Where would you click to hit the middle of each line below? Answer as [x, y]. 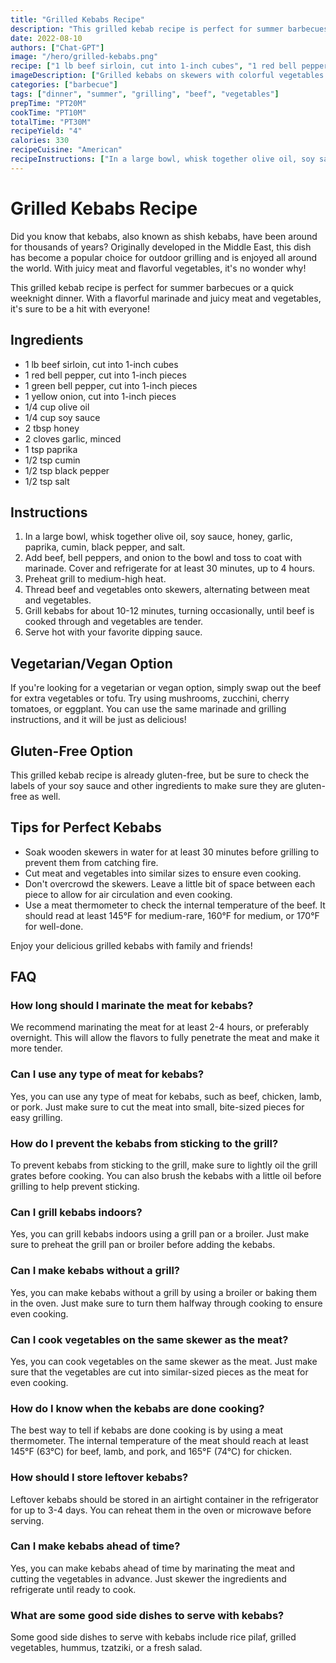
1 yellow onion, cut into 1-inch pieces [100, 396]
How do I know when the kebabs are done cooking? [137, 1408]
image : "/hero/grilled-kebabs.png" [84, 57]
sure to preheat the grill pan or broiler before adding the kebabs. [143, 1245]
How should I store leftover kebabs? [99, 1478]
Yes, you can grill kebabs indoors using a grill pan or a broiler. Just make [160, 1234]
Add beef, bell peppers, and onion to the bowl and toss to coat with [163, 558]
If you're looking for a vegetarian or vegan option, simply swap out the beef [166, 688]
